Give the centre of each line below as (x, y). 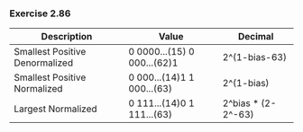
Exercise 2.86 (40, 13)
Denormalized (44, 63)
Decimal (256, 37)
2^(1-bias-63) (254, 57)
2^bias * (240, 103)
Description (67, 37)
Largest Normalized (55, 109)
